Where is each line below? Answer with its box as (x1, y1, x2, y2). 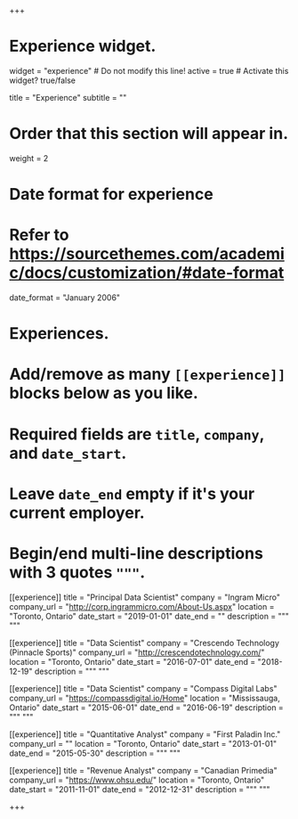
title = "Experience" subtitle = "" (9, 92, 127, 102)
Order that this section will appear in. (9, 124, 289, 143)
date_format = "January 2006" (9, 292, 121, 303)
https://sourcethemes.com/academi (9, 244, 285, 264)
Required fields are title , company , (9, 424, 265, 444)
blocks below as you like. (9, 383, 198, 404)
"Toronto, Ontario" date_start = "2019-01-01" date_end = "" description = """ (9, 610, 289, 621)
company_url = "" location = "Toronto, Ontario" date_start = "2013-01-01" (9, 738, 278, 749)
